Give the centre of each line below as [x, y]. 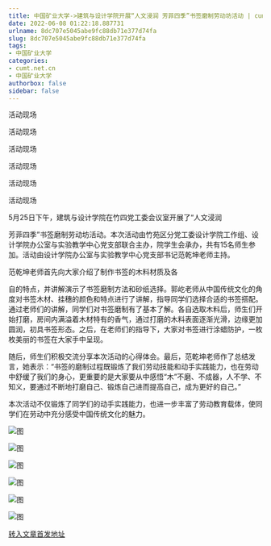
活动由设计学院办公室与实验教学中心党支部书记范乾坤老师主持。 [128, 255]
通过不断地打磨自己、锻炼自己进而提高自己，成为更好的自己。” [139, 387]
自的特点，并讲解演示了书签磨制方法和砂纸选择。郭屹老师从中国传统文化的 [132, 289]
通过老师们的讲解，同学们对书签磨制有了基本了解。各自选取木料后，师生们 [132, 309]
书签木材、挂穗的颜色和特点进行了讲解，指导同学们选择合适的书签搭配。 [142, 299]
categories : [28, 61]
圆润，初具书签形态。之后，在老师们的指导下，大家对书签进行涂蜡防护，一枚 [135, 329]
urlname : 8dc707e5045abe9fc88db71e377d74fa [83, 31]
